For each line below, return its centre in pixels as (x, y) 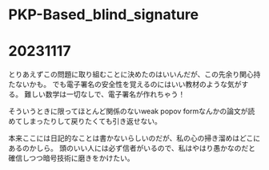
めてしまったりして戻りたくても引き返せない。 (85, 121)
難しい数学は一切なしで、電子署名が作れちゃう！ (104, 94)
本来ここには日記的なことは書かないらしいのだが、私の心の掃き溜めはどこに (134, 138)
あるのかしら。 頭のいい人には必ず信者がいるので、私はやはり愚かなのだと (132, 148)
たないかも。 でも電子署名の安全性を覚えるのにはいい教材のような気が (125, 85)
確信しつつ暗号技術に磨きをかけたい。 (71, 158)
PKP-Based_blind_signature (103, 15)
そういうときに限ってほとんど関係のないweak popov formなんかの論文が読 (132, 111)
